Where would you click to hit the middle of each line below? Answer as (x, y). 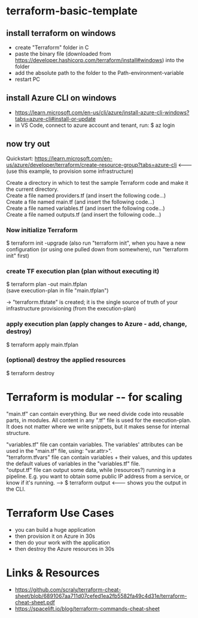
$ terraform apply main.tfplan (42, 345)
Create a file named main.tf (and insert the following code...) (80, 202)
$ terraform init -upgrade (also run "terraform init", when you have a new (96, 243)
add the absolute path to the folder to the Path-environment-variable (99, 73)
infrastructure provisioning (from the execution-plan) (71, 309)
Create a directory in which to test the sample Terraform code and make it (97, 182)
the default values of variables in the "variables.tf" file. (73, 463)
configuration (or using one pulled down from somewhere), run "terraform (97, 249)
